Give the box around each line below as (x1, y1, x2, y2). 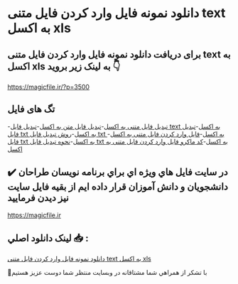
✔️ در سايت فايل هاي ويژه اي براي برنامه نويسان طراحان (7, 166, 229, 178)
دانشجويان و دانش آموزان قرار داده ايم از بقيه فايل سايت (7, 181, 229, 193)
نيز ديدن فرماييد (7, 192, 69, 204)
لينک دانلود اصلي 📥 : (7, 232, 89, 244)
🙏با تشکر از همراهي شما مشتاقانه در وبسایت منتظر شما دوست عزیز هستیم (7, 268, 207, 277)
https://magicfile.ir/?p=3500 (7, 83, 90, 91)
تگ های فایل (7, 103, 55, 115)
